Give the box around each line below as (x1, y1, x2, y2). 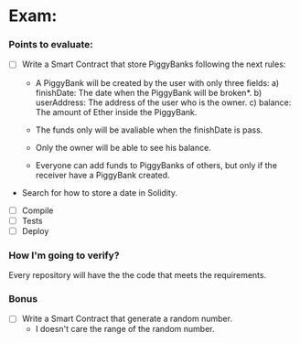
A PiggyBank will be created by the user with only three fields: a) (35, 77, 280, 88)
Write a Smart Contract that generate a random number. (21, 313, 232, 325)
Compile (21, 205, 54, 216)
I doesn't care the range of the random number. (35, 324, 215, 335)
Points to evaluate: (8, 38, 93, 51)
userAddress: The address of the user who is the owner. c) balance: (35, 97, 292, 108)
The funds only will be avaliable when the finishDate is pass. (35, 124, 263, 135)
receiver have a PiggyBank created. (35, 169, 170, 180)
